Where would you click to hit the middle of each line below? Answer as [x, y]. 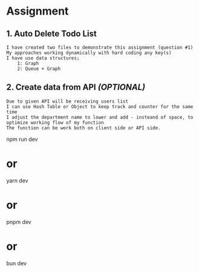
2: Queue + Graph [39, 69]
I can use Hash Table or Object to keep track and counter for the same [100, 107]
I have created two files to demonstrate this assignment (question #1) [100, 47]
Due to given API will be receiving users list [67, 101]
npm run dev [22, 139]
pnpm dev [19, 222]
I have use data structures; [43, 58]
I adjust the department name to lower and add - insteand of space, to [100, 117]
